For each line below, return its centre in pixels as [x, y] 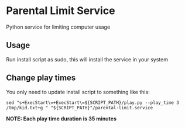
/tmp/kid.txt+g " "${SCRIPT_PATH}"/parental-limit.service [80, 108]
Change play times [41, 78]
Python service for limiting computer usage [58, 27]
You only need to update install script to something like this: [78, 92]
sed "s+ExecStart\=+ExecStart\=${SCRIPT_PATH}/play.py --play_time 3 [93, 103]
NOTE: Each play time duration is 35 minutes [61, 119]
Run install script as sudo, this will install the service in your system [87, 59]
